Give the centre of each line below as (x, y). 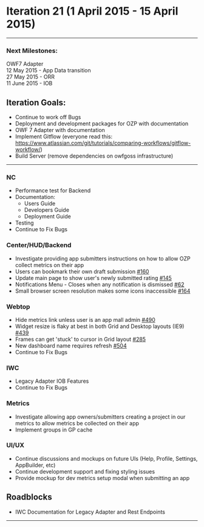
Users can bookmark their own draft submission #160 (82, 271)
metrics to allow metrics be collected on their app (77, 423)
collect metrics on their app (49, 265)
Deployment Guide (47, 217)
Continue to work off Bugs (48, 117)
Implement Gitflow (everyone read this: (64, 137)
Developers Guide (47, 210)
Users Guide (40, 204)
